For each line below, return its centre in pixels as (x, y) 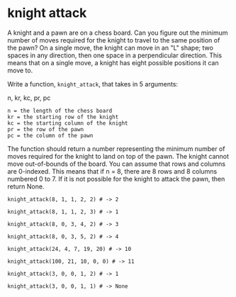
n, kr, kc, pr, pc (29, 98)
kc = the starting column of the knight (68, 123)
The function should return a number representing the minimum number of (116, 148)
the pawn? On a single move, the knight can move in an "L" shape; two (111, 47)
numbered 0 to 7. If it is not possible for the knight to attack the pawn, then (116, 179)
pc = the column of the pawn (50, 135)
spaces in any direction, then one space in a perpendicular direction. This (114, 55)
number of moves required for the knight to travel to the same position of (114, 40)
